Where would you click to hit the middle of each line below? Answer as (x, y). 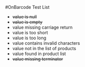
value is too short (30, 33)
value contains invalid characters (46, 43)
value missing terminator (38, 59)
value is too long (29, 38)
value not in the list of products (44, 48)
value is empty (27, 22)
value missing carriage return (42, 27)
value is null (25, 17)
